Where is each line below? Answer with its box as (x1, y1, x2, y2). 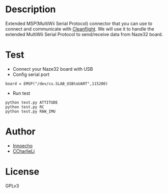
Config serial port (12, 71, 50, 77)
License (5, 166, 40, 177)
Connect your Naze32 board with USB (12, 66, 93, 72)
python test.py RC (5, 104, 44, 109)
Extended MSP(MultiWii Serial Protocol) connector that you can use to (5, 20, 153, 26)
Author (5, 126, 36, 137)
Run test (12, 90, 31, 96)
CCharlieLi (12, 148, 35, 154)
